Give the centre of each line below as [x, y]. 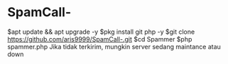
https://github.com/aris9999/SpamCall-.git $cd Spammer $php [100, 39]
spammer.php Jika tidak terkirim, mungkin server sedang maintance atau [114, 46]
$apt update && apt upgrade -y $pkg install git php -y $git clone [101, 32]
